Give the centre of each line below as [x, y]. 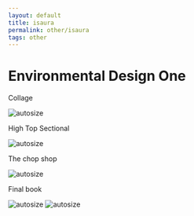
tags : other [27, 37]
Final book [25, 189]
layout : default [35, 15]
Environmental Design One [97, 76]
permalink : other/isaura [49, 30]
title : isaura [31, 23]
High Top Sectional [39, 128]
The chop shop [33, 159]
